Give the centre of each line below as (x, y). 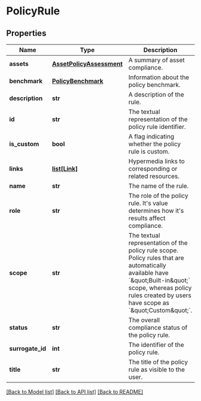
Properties (26, 33)
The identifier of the (156, 345)
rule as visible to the (157, 370)
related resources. (154, 176)
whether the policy (155, 144)
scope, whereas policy (160, 288)
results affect (147, 218)
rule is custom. (149, 151)
